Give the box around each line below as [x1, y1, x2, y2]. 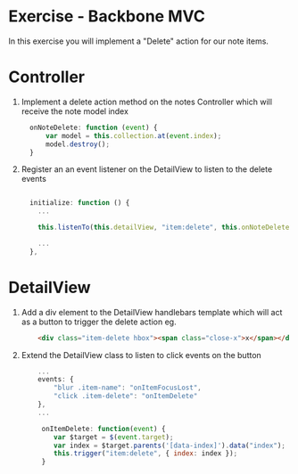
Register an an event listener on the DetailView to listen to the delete [21, 164, 273, 175]
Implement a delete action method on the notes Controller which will [21, 96, 273, 107]
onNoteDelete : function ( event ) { [29, 123, 158, 132]
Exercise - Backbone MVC [8, 6, 206, 27]
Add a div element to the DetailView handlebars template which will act [21, 306, 283, 317]
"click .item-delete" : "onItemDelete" [54, 392, 198, 401]
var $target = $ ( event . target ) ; [54, 432, 174, 442]
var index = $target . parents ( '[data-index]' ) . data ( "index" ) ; [54, 441, 286, 450]
